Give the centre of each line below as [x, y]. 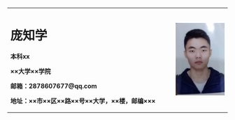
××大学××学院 [30, 71]
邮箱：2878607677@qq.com [54, 86]
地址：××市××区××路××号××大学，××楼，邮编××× [83, 100]
